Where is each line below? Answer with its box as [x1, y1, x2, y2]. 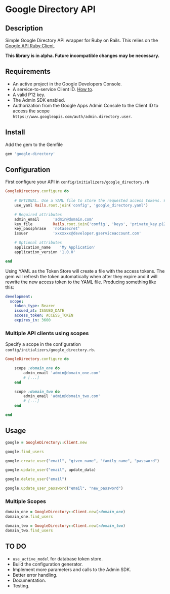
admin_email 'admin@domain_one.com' [23, 370, 101, 375]
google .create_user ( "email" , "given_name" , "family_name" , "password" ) [5, 458, 159, 463]
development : [5, 294, 33, 299]
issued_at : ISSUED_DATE [14, 308, 65, 313]
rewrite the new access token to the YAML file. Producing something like [5, 279, 157, 285]
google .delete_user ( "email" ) [5, 477, 67, 482]
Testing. [12, 582, 30, 588]
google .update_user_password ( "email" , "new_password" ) [5, 486, 123, 491]
